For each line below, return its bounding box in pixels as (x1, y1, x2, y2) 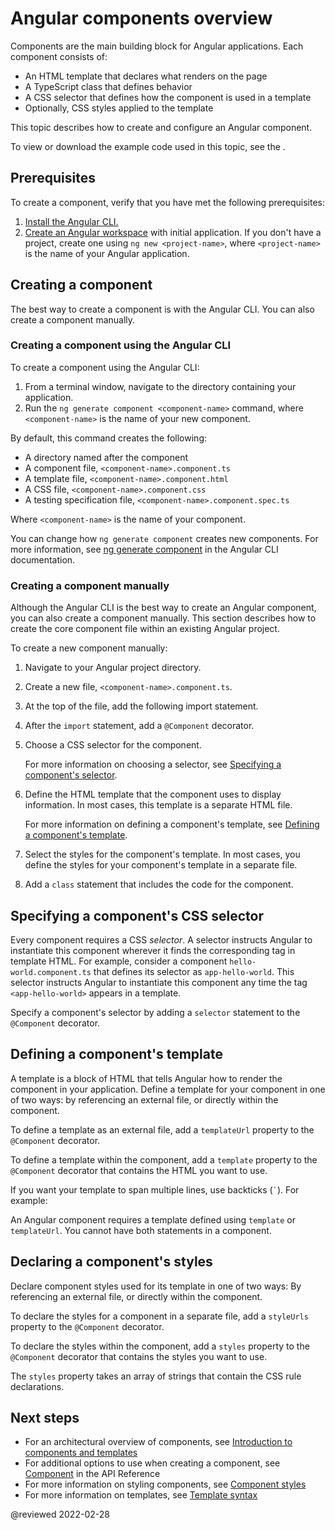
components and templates (24, 1447, 138, 1459)
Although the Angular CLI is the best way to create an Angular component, (10, 602, 317, 614)
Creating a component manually (10, 578, 170, 592)
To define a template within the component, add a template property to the (10, 1153, 318, 1166)
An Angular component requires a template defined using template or (10, 1213, 296, 1226)
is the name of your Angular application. (24, 247, 190, 259)
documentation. (10, 553, 76, 566)
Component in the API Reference (24, 1468, 161, 1480)
